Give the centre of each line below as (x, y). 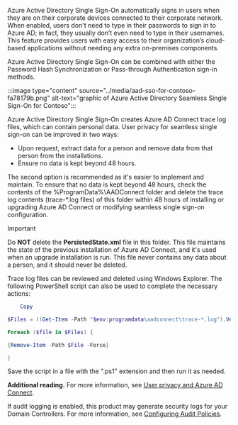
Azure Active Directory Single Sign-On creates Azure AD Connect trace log (117, 119)
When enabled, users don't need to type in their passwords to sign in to (112, 25)
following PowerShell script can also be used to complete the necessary (113, 286)
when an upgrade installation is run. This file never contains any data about (117, 257)
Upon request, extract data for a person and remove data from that (115, 148)
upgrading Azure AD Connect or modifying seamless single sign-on (106, 207)
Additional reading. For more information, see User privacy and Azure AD (115, 385)
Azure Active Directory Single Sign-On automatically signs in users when (114, 10)
